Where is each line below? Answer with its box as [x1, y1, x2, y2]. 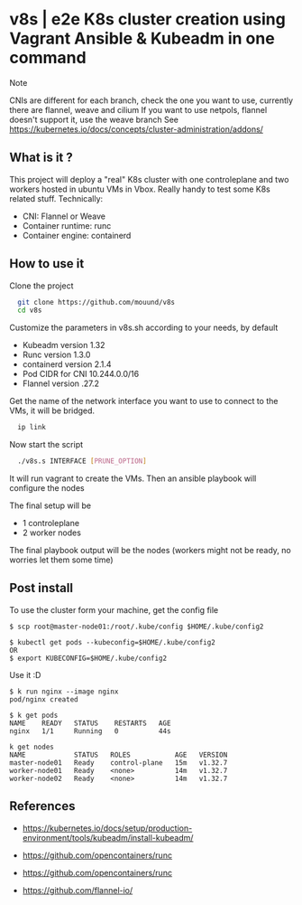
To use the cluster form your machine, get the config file [9, 604, 219, 615]
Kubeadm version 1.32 [22, 340, 105, 351]
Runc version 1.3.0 [22, 349, 91, 361]
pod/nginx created [9, 694, 78, 704]
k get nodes [9, 742, 54, 751]
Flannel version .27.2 [22, 378, 100, 389]
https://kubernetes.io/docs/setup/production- [22, 823, 193, 834]
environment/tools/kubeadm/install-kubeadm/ [22, 832, 194, 843]
